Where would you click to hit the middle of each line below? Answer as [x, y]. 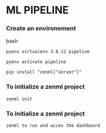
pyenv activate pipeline [36, 62]
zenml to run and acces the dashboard [53, 126]
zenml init [19, 99]
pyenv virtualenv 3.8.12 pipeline [48, 52]
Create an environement [41, 29]
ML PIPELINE [37, 10]
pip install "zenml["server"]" [44, 72]
